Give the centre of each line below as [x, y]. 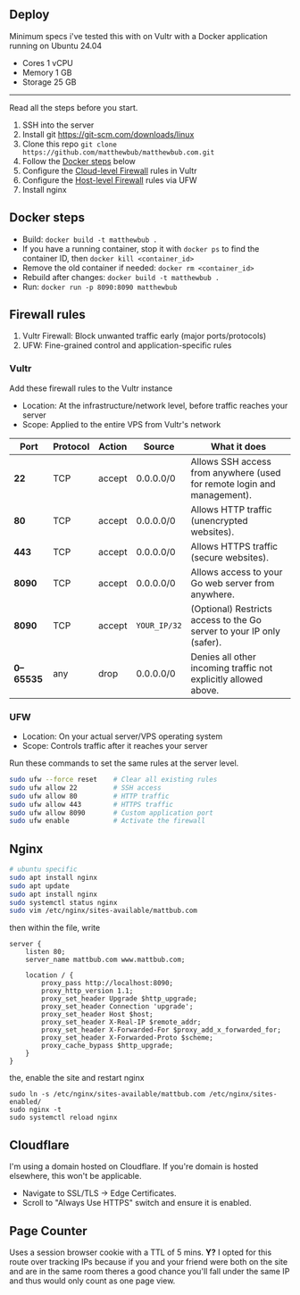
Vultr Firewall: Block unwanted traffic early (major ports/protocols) [144, 336]
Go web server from [233, 583]
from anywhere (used [236, 472]
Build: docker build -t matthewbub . [90, 239]
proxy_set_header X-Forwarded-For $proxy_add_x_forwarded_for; [161, 1030]
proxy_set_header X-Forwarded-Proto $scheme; [128, 1038]
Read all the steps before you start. [74, 107]
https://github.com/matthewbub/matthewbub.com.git [118, 152]
